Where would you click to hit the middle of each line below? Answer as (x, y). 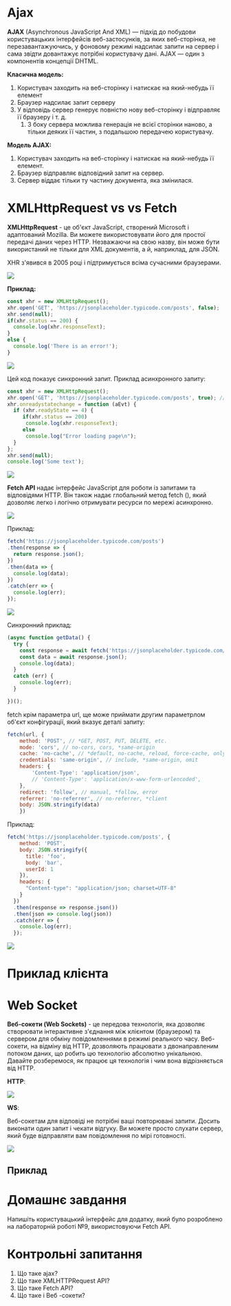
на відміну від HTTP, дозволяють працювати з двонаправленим (124, 1046)
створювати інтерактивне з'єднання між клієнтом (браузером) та (104, 1032)
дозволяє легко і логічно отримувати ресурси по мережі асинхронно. (110, 502)
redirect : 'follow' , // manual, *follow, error (89, 792)
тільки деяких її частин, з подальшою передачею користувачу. (121, 132)
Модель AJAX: (29, 145)
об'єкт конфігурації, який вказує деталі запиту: (76, 722)
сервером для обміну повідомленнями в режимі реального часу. (103, 1039)
